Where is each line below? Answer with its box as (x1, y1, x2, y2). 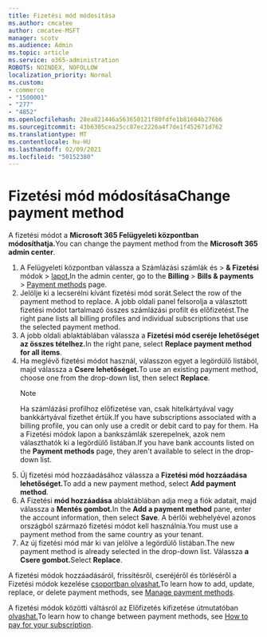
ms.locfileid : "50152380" (8, 152, 94, 160)
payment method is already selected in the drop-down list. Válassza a (19, 547, 249, 556)
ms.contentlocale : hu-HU (8, 137, 91, 146)
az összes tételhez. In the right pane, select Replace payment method (19, 339, 253, 349)
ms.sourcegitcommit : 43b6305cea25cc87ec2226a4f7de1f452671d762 (8, 123, 223, 131)
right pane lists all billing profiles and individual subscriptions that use (19, 314, 249, 323)
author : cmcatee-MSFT (8, 26, 80, 34)
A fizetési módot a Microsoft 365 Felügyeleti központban (8, 231, 199, 240)
